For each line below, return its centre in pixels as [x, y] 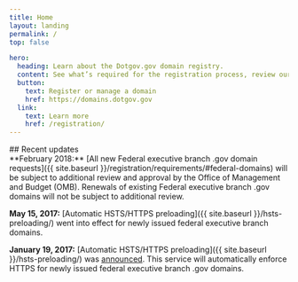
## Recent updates [44, 149]
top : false [29, 42]
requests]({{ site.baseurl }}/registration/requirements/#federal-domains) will [149, 168]
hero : [19, 59]
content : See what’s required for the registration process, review [146, 75]
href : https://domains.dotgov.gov [89, 99]
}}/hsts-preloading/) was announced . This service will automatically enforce [148, 259]
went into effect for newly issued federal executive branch [162, 223]
